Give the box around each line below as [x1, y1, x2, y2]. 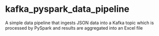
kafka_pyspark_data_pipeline [5, 3, 130, 15]
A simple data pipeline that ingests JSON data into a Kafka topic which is [5, 20, 154, 26]
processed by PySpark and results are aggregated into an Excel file [5, 25, 143, 31]
